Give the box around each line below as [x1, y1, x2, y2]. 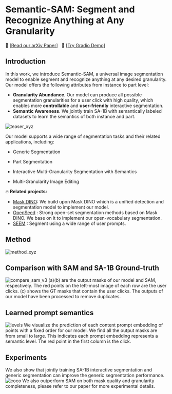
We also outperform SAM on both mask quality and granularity [22, 378, 155, 384]
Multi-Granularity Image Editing [12, 178, 80, 184]
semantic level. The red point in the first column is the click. [5, 338, 131, 344]
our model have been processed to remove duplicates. [5, 294, 121, 300]
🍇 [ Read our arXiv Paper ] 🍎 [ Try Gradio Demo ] [5, 42, 105, 48]
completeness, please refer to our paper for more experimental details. [5, 383, 155, 389]
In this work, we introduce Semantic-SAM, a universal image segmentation [5, 71, 163, 77]
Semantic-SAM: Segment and [5, 4, 135, 15]
